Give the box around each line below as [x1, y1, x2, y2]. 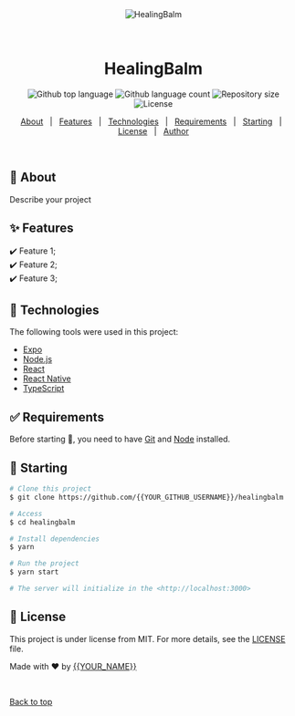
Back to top [9, 696, 53, 707]
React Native [22, 373, 71, 384]
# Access [9, 509, 43, 518]
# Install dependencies [9, 534, 100, 544]
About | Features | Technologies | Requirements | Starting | [20, 116, 282, 127]
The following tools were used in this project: [9, 327, 179, 337]
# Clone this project [9, 484, 92, 493]
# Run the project [9, 559, 79, 568]
